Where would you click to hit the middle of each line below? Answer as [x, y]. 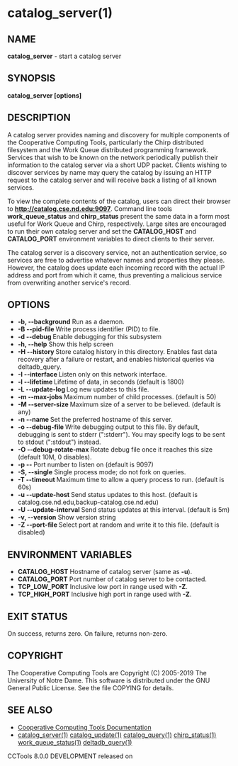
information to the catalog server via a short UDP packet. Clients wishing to [117, 165]
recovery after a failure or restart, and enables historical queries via [116, 360]
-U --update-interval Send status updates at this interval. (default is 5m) [124, 510]
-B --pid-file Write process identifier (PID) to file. [89, 329]
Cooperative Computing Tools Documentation [84, 727]
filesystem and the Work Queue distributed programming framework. [108, 149]
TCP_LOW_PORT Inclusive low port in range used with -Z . [102, 587]
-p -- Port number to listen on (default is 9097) [85, 464]
